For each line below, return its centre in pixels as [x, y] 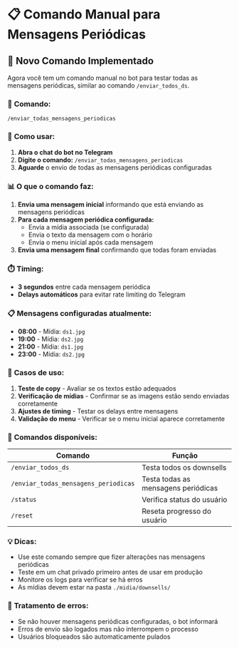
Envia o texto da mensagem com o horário [90, 235]
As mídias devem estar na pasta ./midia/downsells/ [94, 587]
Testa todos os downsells [184, 468]
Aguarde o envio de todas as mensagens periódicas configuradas [115, 167]
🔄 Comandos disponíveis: [52, 437]
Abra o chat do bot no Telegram [65, 152]
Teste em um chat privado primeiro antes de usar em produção [110, 572]
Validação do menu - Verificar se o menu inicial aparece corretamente [121, 418]
